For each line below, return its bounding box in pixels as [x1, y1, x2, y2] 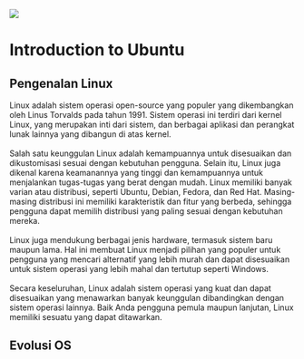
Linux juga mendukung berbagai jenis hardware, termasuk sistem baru [9, 235, 273, 245]
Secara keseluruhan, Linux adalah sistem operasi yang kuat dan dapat [9, 283, 272, 294]
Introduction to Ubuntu [9, 40, 185, 61]
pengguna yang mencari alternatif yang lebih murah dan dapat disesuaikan [9, 254, 290, 265]
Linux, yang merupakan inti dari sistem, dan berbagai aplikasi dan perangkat [9, 119, 295, 130]
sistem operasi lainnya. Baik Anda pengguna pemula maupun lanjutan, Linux [9, 302, 294, 313]
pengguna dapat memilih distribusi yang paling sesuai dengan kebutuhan [9, 206, 283, 217]
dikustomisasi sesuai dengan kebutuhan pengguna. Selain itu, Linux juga [9, 158, 281, 168]
